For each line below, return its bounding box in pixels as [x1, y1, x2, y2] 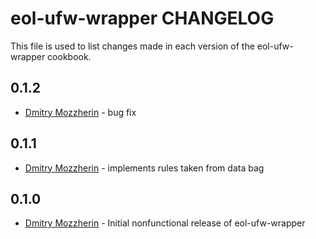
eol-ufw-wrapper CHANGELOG [10, 7, 275, 30]
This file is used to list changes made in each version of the [10, 40, 255, 52]
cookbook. [47, 50, 92, 62]
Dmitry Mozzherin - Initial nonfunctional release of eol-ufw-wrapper [24, 217, 306, 229]
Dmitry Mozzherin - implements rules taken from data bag [24, 162, 265, 174]
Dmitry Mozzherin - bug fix [24, 106, 137, 118]
